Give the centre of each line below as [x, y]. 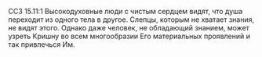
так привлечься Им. [42, 45]
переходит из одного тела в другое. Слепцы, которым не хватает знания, [131, 20]
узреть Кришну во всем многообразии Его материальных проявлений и [129, 36]
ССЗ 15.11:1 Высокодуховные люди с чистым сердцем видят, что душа [126, 11]
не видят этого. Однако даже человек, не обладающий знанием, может [129, 28]
